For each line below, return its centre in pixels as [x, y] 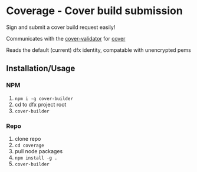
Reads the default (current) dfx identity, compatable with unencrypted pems [99, 50]
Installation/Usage [41, 69]
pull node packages [39, 151]
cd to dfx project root [40, 104]
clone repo [28, 138]
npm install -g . [36, 158]
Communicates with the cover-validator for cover [66, 38]
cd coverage [29, 145]
